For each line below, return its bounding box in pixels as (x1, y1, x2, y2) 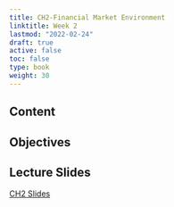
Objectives (9, 135, 71, 150)
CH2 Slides (9, 188, 51, 199)
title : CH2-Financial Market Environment (9, 12, 166, 22)
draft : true (9, 37, 54, 47)
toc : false (9, 54, 50, 63)
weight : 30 (9, 71, 50, 80)
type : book (9, 63, 50, 72)
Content (9, 104, 56, 120)
